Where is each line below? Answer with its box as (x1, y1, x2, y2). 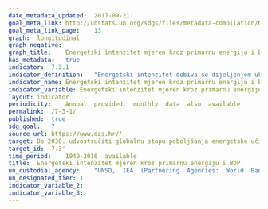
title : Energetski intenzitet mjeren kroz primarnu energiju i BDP (8, 160, 241, 168)
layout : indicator (8, 93, 69, 101)
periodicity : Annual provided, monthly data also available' (8, 100, 245, 108)
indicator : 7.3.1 (8, 64, 69, 72)
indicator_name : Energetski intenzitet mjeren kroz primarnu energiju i (8, 78, 255, 86)
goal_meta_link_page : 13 (8, 26, 102, 34)
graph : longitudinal (8, 33, 81, 42)
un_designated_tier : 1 (8, 174, 84, 183)
